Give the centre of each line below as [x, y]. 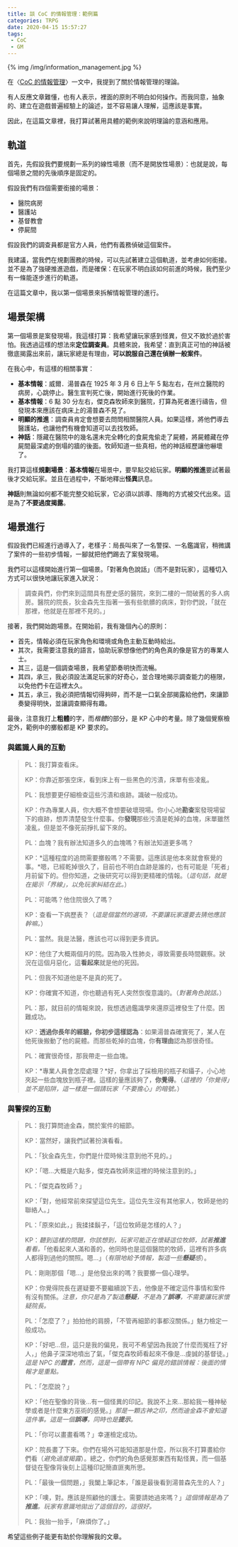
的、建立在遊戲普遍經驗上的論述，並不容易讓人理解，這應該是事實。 [107, 106]
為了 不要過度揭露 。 [41, 502]
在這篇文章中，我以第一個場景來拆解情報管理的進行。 [85, 293]
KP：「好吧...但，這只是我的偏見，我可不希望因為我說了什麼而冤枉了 [123, 1345]
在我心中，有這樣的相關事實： [51, 368]
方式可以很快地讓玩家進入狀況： [54, 578]
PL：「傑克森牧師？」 [55, 1186]
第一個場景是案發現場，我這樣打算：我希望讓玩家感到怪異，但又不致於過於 [116, 335]
